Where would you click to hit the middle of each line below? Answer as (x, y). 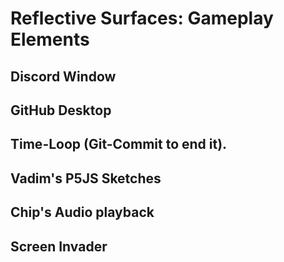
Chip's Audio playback (82, 212)
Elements (50, 39)
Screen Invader (59, 246)
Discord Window (63, 76)
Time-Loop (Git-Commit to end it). (119, 144)
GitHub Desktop (61, 110)
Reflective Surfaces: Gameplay (142, 18)
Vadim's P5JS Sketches (86, 178)
